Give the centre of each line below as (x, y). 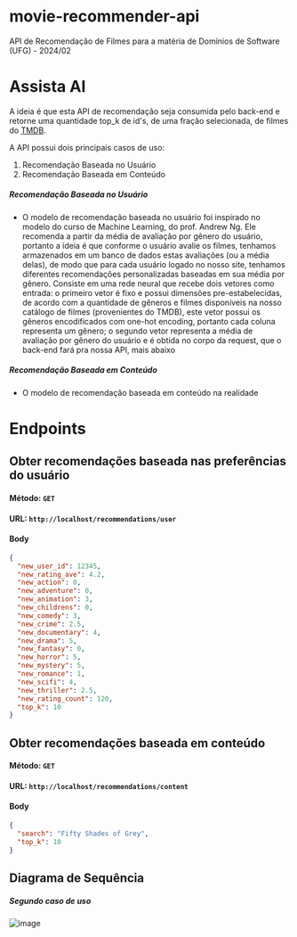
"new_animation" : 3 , (55, 599)
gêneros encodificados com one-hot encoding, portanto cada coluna (148, 321)
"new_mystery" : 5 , (52, 666)
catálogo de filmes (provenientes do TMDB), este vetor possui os (141, 312)
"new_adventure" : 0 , (55, 591)
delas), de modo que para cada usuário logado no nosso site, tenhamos (154, 264)
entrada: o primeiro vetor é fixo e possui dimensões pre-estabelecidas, (152, 292)
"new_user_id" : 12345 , (59, 566)
